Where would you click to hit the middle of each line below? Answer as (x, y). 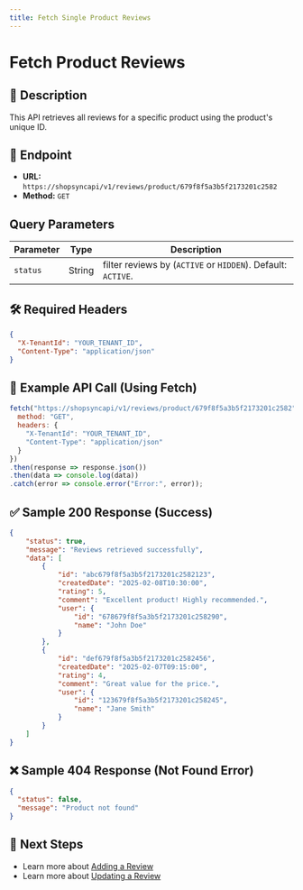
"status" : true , (56, 541)
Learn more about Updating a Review (92, 876)
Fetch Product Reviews (97, 62)
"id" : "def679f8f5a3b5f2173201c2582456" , (137, 659)
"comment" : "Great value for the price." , (138, 684)
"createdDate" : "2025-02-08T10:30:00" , (132, 583)
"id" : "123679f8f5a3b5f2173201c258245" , (151, 701)
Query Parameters (62, 224)
